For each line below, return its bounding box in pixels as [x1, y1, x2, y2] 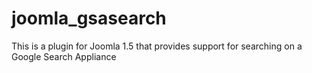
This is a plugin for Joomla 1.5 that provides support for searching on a [11, 40, 303, 52]
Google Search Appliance [11, 50, 117, 62]
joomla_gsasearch [11, 7, 167, 30]
